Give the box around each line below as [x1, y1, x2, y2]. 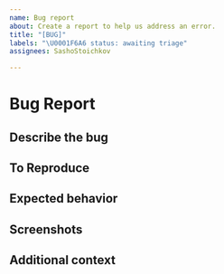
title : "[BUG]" [9, 30, 67, 39]
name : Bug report [9, 13, 75, 23]
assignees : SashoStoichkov [9, 47, 111, 56]
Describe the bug [9, 129, 108, 145]
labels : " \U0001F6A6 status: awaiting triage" [9, 38, 188, 48]
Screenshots [9, 222, 83, 237]
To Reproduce [9, 160, 90, 176]
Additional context [9, 252, 116, 268]
